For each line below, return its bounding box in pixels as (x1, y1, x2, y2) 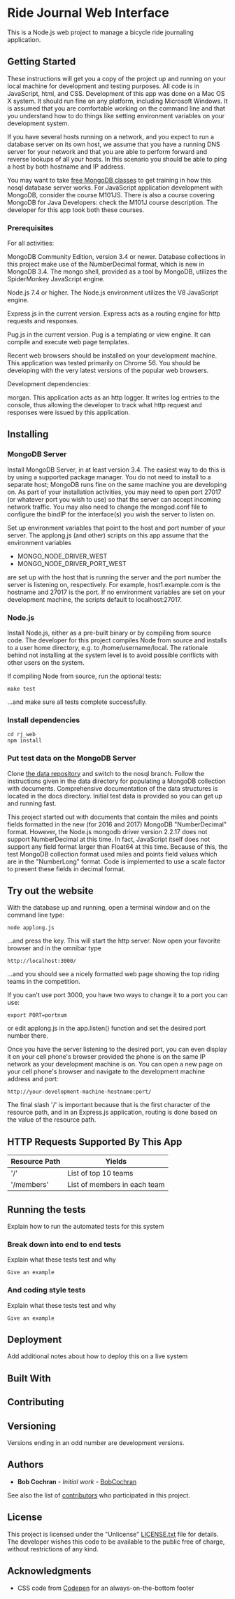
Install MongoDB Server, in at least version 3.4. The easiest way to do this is (7, 465, 226, 474)
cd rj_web (7, 731, 36, 738)
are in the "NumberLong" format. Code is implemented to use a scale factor (7, 857, 226, 866)
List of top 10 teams (67, 1169, 134, 1178)
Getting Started (7, 56, 76, 68)
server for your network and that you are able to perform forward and (7, 147, 208, 155)
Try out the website (7, 885, 94, 897)
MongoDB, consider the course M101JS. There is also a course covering (7, 190, 215, 199)
